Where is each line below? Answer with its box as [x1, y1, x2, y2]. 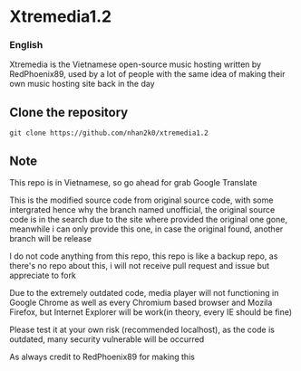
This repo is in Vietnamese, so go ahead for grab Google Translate [9, 177, 257, 188]
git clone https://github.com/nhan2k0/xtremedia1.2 [9, 128, 209, 138]
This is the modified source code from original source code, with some [9, 195, 274, 205]
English [9, 39, 44, 52]
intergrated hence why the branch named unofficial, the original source [9, 205, 276, 215]
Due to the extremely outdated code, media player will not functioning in [9, 288, 279, 299]
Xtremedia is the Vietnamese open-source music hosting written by [9, 59, 261, 70]
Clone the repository [9, 104, 129, 119]
